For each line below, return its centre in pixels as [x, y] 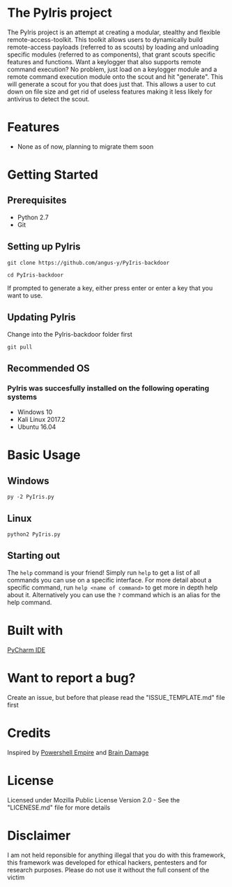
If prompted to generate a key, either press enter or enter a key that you [110, 288]
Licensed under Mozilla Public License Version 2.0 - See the [93, 800]
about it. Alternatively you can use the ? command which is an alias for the [114, 594]
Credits [29, 733]
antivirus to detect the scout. [48, 98]
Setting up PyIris [44, 247]
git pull [20, 347]
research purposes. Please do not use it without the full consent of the [108, 870]
